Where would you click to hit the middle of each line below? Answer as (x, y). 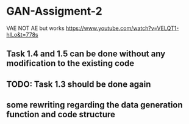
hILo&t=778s (22, 34)
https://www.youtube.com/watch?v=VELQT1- (123, 28)
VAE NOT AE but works (36, 28)
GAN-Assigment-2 (54, 11)
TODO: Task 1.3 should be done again (79, 84)
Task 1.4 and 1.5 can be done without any (86, 54)
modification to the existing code (70, 63)
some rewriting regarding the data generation (94, 105)
